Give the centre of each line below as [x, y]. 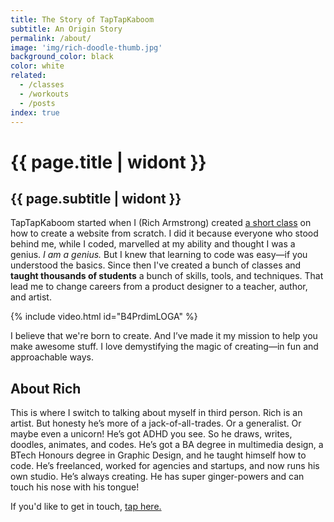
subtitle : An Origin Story [66, 29]
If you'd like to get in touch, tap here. [86, 507]
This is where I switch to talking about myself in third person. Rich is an [156, 413]
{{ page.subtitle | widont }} [96, 198]
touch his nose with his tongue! [75, 487]
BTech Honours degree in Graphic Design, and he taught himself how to [158, 455]
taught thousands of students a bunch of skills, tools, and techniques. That [167, 276]
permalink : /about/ [51, 38]
